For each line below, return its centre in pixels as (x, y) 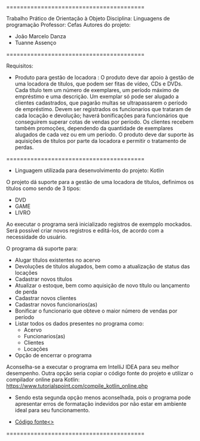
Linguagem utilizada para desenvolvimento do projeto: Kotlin (89, 170)
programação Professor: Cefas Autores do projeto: (69, 25)
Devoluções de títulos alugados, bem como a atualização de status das (102, 266)
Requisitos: (20, 66)
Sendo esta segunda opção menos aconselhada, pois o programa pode (103, 397)
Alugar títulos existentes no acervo (57, 260)
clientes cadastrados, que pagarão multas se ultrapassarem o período (101, 103)
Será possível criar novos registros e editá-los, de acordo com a (85, 230)
